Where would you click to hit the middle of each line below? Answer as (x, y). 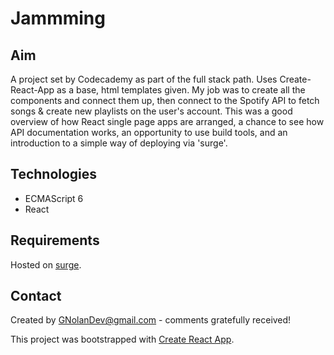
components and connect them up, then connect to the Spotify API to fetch (165, 100)
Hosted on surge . (46, 264)
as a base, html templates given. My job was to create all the (181, 90)
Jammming (58, 18)
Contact (36, 296)
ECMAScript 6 (54, 198)
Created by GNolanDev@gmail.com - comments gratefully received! (151, 320)
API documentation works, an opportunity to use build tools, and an (149, 132)
